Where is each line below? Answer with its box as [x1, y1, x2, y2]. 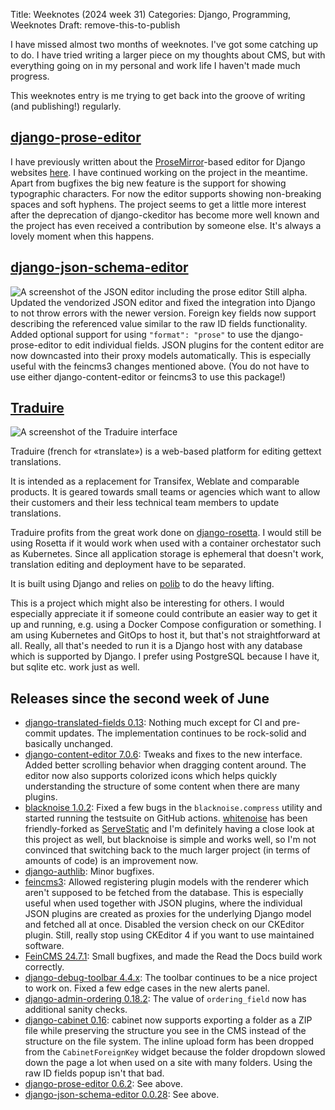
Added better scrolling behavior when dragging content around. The [24, 759, 307, 771]
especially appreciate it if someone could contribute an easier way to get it [10, 608, 318, 620]
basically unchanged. [24, 738, 114, 750]
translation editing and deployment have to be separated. [10, 559, 247, 571]
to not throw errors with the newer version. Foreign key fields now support [10, 307, 317, 319]
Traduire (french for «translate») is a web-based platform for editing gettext [10, 445, 322, 458]
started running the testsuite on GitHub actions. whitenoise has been [24, 812, 308, 824]
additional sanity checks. [24, 1004, 128, 1016]
